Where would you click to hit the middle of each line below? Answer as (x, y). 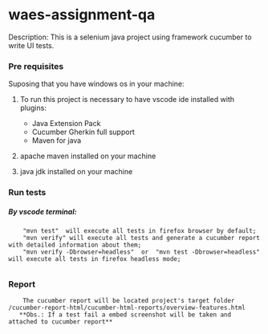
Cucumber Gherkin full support (83, 132)
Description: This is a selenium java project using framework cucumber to (130, 37)
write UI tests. (31, 45)
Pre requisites (36, 66)
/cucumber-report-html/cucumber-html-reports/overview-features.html (127, 308)
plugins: (33, 108)
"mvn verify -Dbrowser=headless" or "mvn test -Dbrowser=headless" (142, 252)
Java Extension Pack (66, 124)
